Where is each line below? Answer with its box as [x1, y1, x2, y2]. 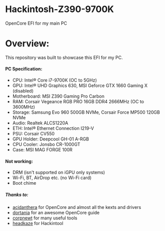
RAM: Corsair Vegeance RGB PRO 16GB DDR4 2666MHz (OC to [12, 99, 144, 105]
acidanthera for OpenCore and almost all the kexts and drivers [12, 204, 141, 210]
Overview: [5, 38, 50, 49]
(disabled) [12, 88, 34, 94]
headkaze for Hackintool [12, 220, 64, 226]
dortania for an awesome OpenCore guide [12, 210, 100, 216]
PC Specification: [5, 66, 43, 72]
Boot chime [12, 180, 37, 186]
